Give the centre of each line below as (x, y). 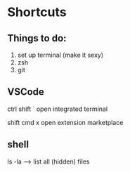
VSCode (26, 92)
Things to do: (37, 38)
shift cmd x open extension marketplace (65, 122)
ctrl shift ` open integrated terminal (57, 109)
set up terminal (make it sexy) (60, 55)
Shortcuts (37, 12)
